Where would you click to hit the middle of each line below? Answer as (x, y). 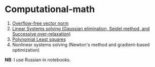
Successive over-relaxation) (41, 34)
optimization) (26, 50)
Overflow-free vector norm (40, 23)
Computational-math (50, 9)
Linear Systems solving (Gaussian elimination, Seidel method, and (81, 28)
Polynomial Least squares (39, 39)
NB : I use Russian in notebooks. (38, 59)
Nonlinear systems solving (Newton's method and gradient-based (81, 44)
